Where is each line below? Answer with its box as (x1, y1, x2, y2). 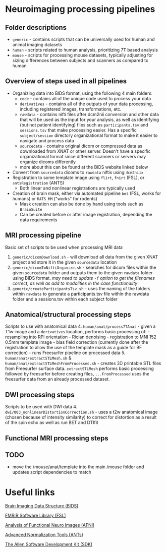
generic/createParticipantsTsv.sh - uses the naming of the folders (12, 285, 151, 291)
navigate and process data (19, 137, 74, 143)
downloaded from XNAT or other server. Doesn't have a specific (19, 148, 151, 154)
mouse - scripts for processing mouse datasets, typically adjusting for (12, 52, 153, 58)
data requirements (19, 217, 57, 223)
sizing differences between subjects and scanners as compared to (12, 58, 149, 63)
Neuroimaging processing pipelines (5, 3, 155, 15)
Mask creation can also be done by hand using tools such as (19, 201, 144, 207)
